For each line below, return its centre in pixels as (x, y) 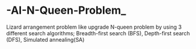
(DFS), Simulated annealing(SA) (45, 39)
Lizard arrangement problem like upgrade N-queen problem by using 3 (94, 27)
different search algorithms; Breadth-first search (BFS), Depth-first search (98, 33)
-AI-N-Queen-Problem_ (66, 10)
